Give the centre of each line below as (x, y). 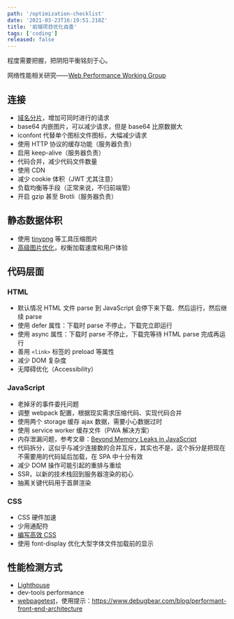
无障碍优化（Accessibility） (57, 369)
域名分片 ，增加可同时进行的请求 (63, 118)
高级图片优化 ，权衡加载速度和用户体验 (72, 247)
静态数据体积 (35, 221)
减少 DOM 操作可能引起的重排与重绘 (70, 465)
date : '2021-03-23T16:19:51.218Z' (58, 20)
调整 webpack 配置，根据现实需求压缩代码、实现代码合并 (100, 413)
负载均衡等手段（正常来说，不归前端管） (75, 187)
